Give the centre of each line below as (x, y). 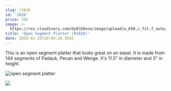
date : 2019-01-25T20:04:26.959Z (39, 39)
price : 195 (17, 19)
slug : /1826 (18, 10)
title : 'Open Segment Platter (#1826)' (48, 34)
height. (13, 64)
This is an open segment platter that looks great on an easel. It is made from (85, 53)
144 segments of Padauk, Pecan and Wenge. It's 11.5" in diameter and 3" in (84, 58)
